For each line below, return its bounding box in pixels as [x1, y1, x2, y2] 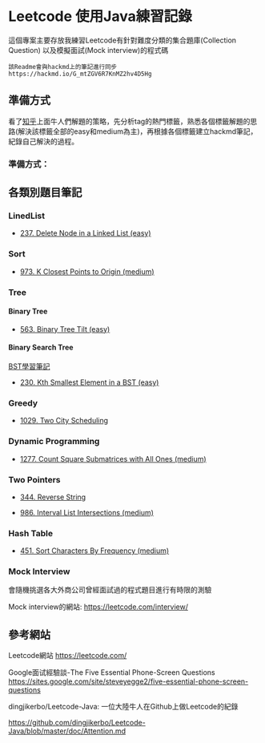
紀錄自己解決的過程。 [8, 136, 78, 146]
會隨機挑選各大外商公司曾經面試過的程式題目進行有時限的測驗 [8, 585, 212, 595]
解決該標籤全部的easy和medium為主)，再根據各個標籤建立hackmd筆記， [18, 126, 258, 136]
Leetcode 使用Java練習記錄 [8, 7, 192, 26]
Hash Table [8, 527, 54, 539]
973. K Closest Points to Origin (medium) [19, 266, 155, 277]
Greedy [8, 398, 38, 409]
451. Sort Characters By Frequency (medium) [19, 546, 170, 555]
